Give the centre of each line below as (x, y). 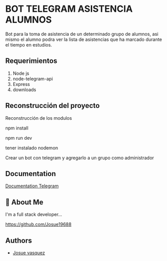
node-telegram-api (33, 79)
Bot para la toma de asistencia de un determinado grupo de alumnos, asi (82, 34)
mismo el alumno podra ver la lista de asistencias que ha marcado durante (84, 39)
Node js (21, 73)
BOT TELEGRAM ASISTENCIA (69, 9)
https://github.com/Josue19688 (38, 224)
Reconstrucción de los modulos (39, 118)
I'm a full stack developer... (34, 214)
